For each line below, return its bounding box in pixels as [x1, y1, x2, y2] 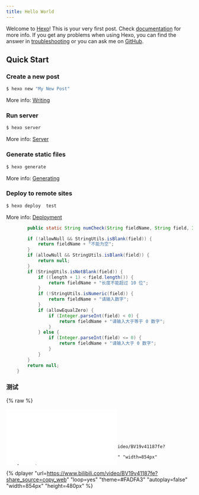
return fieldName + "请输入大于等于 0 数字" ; [59, 318, 166, 324]
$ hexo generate [6, 164, 46, 170]
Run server [6, 111, 38, 120]
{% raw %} [6, 397, 33, 404]
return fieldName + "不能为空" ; [37, 241, 114, 247]
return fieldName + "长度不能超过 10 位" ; [48, 280, 149, 286]
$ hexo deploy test [6, 203, 57, 209]
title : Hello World [6, 8, 54, 15]
